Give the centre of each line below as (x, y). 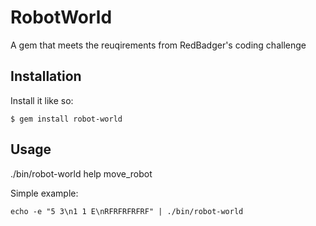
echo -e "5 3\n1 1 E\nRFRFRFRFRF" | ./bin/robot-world (127, 211)
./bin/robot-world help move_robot (81, 173)
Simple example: (44, 193)
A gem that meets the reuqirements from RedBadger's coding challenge (158, 45)
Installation (46, 76)
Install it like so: (42, 100)
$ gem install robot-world (66, 119)
